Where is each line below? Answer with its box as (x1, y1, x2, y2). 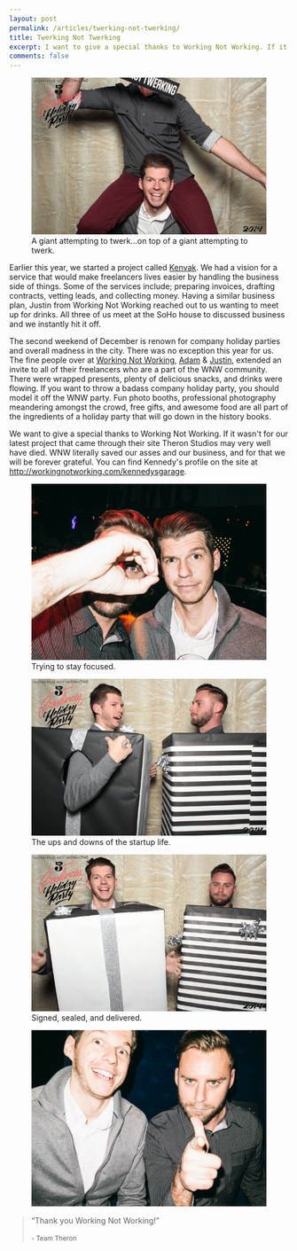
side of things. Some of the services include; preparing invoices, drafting (9, 281, 276, 292)
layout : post (9, 14, 58, 23)
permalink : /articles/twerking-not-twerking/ (9, 23, 180, 33)
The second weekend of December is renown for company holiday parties (9, 336, 281, 346)
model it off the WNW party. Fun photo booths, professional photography (9, 393, 277, 403)
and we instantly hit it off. (9, 319, 102, 329)
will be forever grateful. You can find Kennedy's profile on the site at (9, 457, 259, 467)
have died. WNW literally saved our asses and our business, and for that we (9, 448, 285, 457)
